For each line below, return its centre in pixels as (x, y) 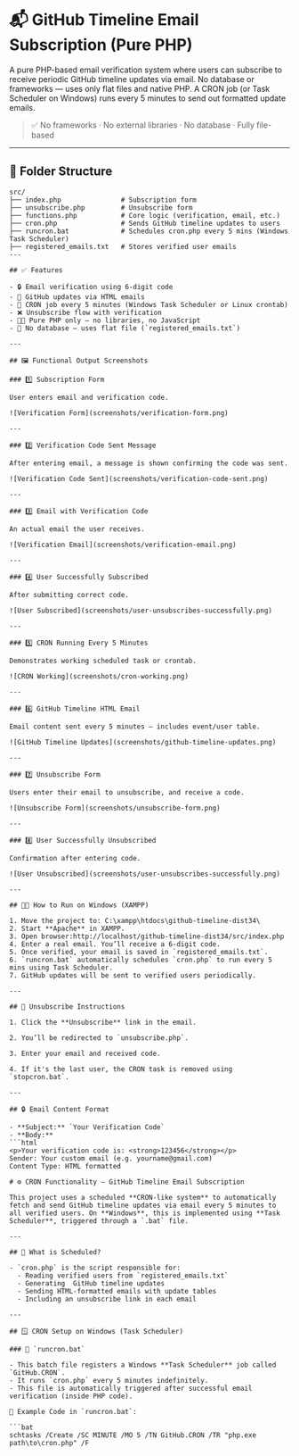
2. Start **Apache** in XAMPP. (67, 928)
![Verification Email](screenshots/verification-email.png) (123, 545)
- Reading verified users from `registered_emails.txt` (123, 1276)
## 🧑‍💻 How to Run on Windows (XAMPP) (79, 905)
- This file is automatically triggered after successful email (131, 1388)
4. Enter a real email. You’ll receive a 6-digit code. (115, 944)
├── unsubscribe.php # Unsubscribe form (101, 208)
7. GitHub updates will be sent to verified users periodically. (133, 975)
